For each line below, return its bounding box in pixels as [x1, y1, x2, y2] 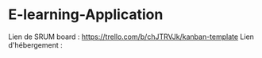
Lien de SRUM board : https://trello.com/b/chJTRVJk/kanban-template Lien [8, 32, 254, 41]
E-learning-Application [8, 6, 164, 24]
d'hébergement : [8, 40, 63, 49]
